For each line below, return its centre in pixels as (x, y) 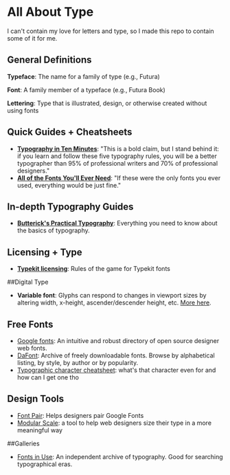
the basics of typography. (54, 230)
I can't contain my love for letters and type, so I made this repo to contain (111, 31)
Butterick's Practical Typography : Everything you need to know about (117, 223)
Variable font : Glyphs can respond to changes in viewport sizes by (112, 296)
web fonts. (32, 348)
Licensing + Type (45, 252)
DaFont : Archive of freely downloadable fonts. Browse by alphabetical (116, 355)
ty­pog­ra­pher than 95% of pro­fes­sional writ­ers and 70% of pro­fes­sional (117, 163)
